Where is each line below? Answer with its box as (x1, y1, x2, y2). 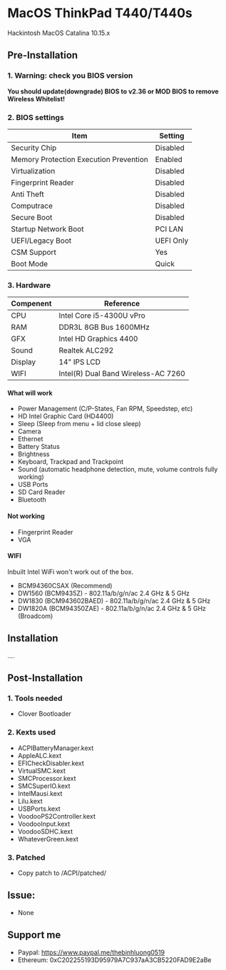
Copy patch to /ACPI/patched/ (17, 869, 107, 877)
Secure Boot (11, 212, 53, 222)
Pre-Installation (7, 49, 78, 61)
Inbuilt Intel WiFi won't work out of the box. (7, 567, 134, 576)
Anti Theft (11, 189, 44, 199)
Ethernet (17, 435, 43, 443)
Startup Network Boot (11, 223, 84, 233)
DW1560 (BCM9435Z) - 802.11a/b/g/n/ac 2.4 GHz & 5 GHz (17, 589, 190, 597)
